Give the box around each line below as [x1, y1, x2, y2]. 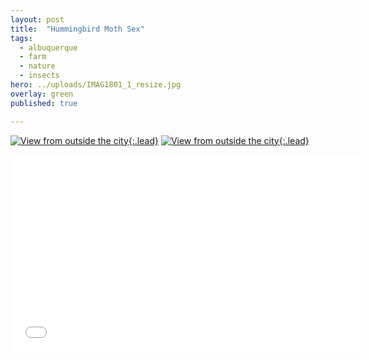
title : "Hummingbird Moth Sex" [10, 24, 145, 34]
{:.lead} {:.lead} [128, 134, 310, 146]
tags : [10, 33, 33, 43]
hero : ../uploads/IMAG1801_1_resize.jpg [10, 80, 182, 90]
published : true [10, 98, 78, 108]
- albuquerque [19, 42, 78, 53]
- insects [19, 71, 60, 81]
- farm [19, 52, 47, 62]
